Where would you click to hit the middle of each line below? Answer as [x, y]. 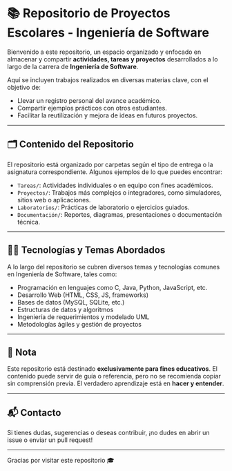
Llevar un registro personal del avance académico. [89, 100]
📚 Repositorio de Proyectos [89, 13]
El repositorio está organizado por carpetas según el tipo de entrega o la [110, 164]
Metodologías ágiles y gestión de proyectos [79, 324]
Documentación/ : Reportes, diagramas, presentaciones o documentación [119, 214]
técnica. [29, 222]
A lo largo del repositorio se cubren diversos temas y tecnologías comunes [114, 267]
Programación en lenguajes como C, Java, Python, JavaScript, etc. [112, 287]
